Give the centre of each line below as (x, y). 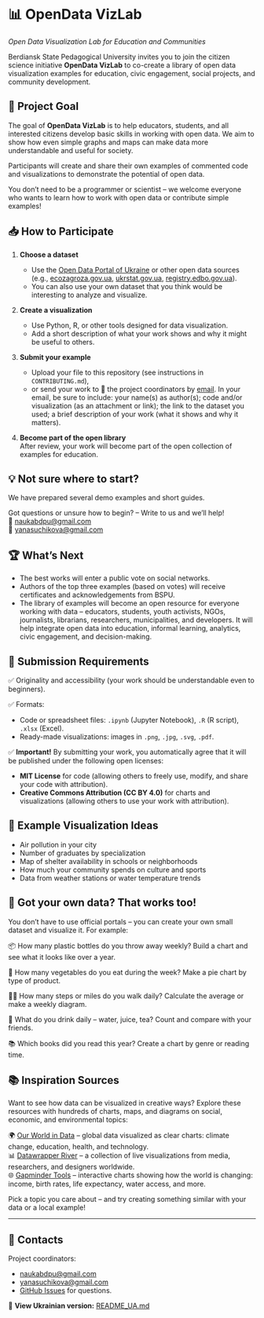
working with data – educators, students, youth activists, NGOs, (123, 612)
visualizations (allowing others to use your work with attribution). (124, 801)
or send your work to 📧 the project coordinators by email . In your (136, 389)
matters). (46, 422)
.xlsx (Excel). (42, 728)
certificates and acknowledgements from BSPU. (97, 595)
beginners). (27, 689)
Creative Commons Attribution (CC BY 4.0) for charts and (115, 793)
